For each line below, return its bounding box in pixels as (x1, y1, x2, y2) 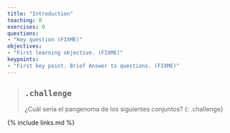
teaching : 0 (7, 17, 42, 24)
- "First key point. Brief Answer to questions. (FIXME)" (7, 62, 180, 69)
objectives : (7, 43, 42, 50)
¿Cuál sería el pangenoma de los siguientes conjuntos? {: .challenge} (24, 105, 224, 113)
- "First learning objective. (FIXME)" (7, 50, 124, 57)
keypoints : (7, 56, 39, 63)
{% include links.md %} (7, 118, 76, 127)
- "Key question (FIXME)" (7, 36, 82, 43)
